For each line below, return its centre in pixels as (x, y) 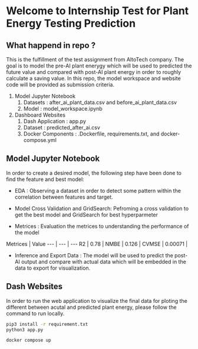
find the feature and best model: (45, 179)
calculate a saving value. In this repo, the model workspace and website (93, 78)
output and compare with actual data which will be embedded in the (104, 261)
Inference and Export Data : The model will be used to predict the (94, 255)
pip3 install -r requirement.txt (47, 324)
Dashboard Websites (40, 115)
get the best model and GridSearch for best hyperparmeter (86, 215)
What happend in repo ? (51, 45)
